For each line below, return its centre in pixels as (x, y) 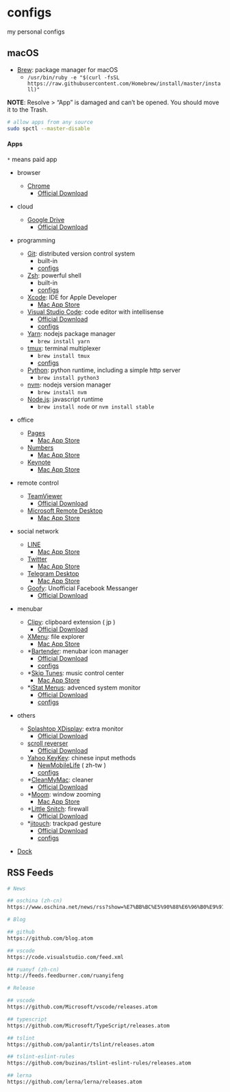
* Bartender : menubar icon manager (78, 651)
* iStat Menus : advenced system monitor (84, 688)
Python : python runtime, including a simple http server (104, 370)
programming (36, 240)
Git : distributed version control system (81, 253)
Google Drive (46, 219)
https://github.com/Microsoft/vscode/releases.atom (82, 1007)
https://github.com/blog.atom (50, 938)
